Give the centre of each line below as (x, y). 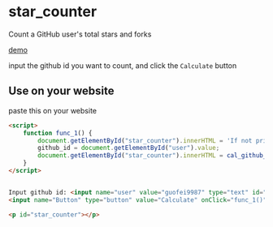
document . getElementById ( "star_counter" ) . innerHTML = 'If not (145, 140)
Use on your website (62, 91)
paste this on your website (53, 110)
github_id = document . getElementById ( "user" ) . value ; (129, 148)
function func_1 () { (58, 133)
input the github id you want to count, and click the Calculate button (123, 65)
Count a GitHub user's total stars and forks (80, 34)
